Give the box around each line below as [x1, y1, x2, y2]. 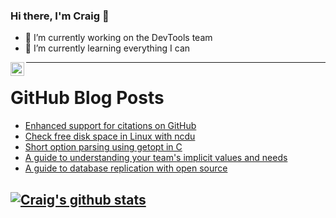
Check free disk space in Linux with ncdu [24, 130, 196, 143]
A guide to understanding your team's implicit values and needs [24, 152, 288, 164]
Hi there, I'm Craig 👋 [10, 9, 110, 23]
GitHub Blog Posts [10, 87, 165, 109]
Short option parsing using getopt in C [24, 141, 183, 153]
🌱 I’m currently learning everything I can [24, 42, 191, 54]
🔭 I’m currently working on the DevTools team [24, 32, 213, 44]
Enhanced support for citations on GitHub [24, 120, 197, 132]
